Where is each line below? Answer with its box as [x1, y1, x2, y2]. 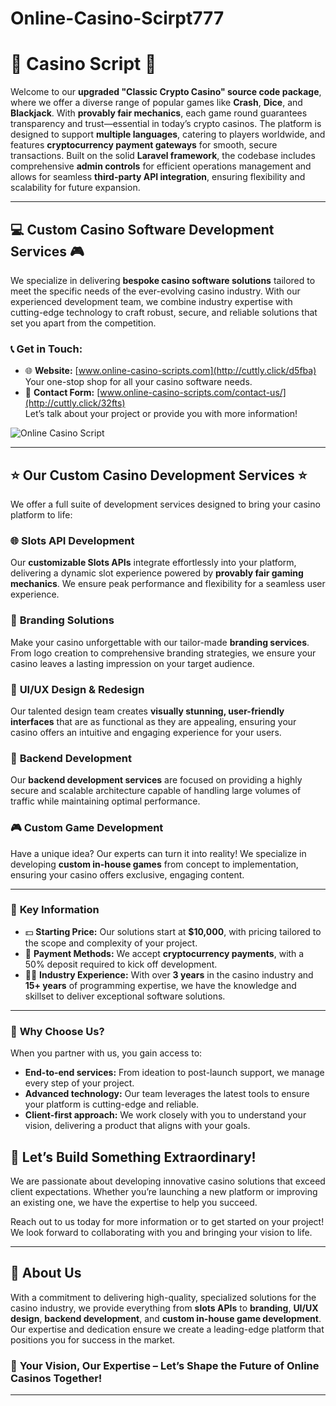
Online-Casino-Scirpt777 [10, 7, 225, 30]
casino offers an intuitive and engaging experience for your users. [10, 726, 282, 738]
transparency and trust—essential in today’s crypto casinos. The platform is [10, 118, 322, 130]
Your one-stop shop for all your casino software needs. [24, 376, 253, 388]
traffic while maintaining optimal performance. [10, 795, 201, 807]
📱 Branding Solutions [10, 613, 115, 627]
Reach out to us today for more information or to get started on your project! [10, 1215, 325, 1227]
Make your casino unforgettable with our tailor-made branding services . [10, 636, 310, 648]
